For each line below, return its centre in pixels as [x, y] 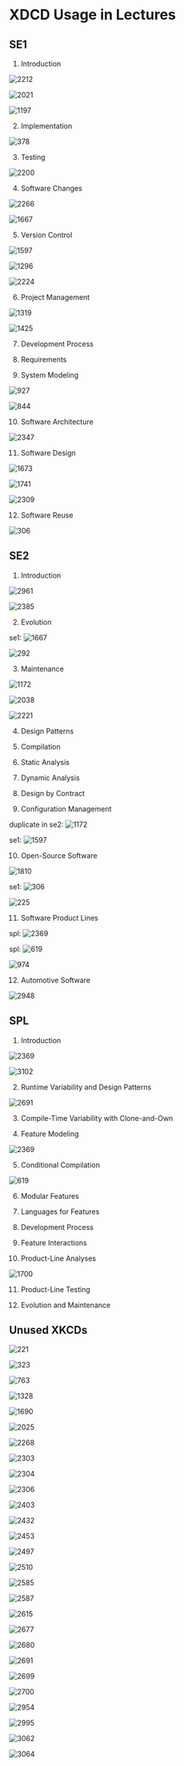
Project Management [55, 297]
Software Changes [51, 188]
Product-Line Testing [55, 1289]
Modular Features [50, 1196]
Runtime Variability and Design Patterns [86, 1087]
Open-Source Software [59, 855]
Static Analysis [45, 762]
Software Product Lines [59, 918]
